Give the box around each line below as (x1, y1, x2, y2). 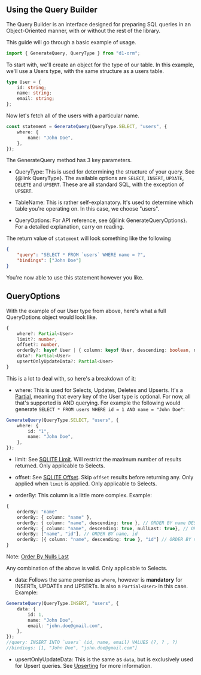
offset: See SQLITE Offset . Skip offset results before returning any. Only (14, 474, 194, 481)
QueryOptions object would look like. (6, 314, 98, 321)
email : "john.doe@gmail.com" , (28, 622, 103, 629)
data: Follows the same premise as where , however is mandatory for (14, 576, 183, 583)
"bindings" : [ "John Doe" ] (17, 257, 82, 264)
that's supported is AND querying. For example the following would (14, 399, 181, 406)
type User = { (6, 79, 42, 85)
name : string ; (17, 90, 52, 96)
